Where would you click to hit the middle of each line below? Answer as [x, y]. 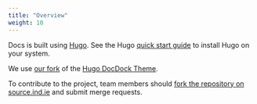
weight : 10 [26, 23]
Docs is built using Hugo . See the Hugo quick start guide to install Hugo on [129, 45]
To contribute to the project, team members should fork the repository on [126, 84]
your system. [29, 53]
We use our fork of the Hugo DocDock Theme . [83, 68]
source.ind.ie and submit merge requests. [75, 91]
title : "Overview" [38, 15]
